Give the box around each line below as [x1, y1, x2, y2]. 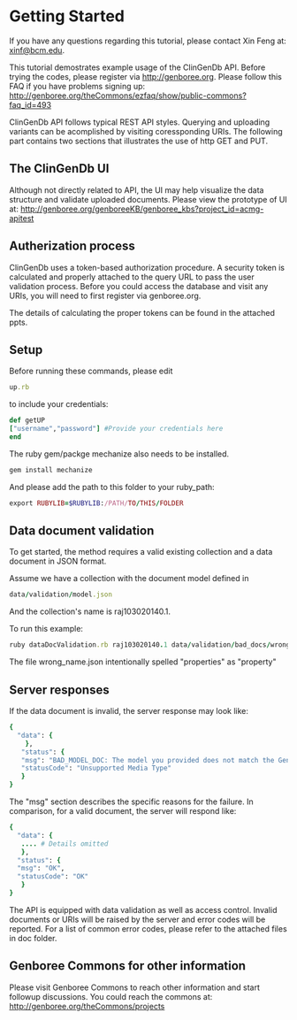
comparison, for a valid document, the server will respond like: [9, 806, 237, 816]
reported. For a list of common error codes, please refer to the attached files [9, 923, 287, 934]
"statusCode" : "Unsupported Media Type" [20, 763, 172, 773]
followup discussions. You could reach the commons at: [9, 991, 213, 1001]
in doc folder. [9, 932, 57, 943]
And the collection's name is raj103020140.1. [9, 606, 171, 617]
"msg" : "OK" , [17, 864, 65, 873]
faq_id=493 [9, 99, 51, 110]
